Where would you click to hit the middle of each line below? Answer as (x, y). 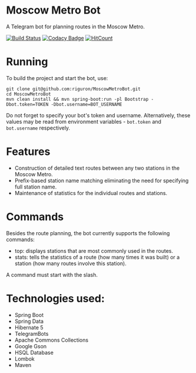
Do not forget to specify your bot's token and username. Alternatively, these (98, 115)
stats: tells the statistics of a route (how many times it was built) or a (97, 257)
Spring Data (29, 321)
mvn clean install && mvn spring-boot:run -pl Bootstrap (77, 99)
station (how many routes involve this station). (70, 263)
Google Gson (31, 346)
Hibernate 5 (29, 327)
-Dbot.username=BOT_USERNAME (87, 104)
